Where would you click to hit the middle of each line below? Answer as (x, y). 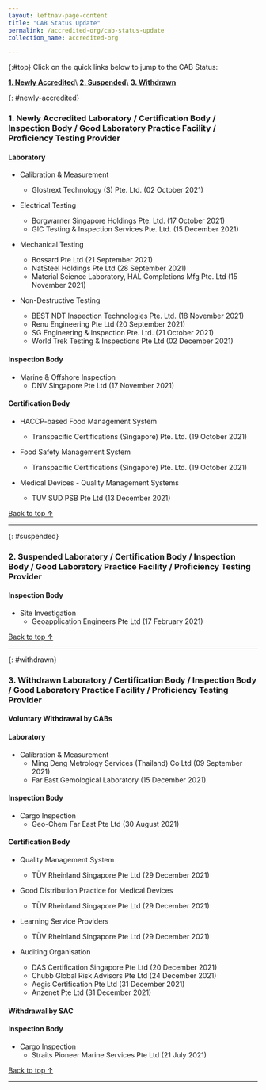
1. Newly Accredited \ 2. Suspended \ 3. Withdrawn (92, 82)
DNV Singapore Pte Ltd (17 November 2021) (103, 385)
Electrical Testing (48, 205)
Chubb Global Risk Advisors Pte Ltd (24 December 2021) (124, 976)
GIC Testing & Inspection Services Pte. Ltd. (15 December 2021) (135, 229)
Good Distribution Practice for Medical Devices (96, 891)
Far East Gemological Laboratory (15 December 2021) (119, 780)
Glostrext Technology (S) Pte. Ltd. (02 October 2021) (118, 190)
